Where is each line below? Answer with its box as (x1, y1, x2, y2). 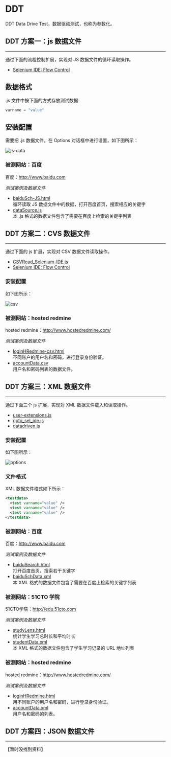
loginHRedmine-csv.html (12, 348, 65, 354)
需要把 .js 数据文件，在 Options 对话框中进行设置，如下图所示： (5, 137, 138, 144)
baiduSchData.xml (12, 574, 51, 580)
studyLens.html (12, 627, 45, 633)
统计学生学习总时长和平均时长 (12, 633, 75, 639)
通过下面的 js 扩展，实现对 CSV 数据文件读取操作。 (5, 248, 112, 255)
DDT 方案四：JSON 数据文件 (5, 727, 95, 736)
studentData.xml (12, 639, 47, 645)
